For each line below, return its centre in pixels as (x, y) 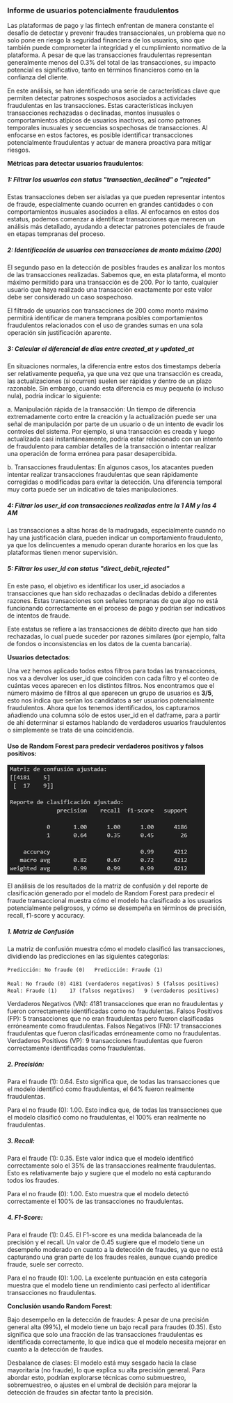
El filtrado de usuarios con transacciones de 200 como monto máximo (108, 311)
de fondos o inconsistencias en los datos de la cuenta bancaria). (100, 644)
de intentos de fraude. (39, 616)
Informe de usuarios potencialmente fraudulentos (93, 10)
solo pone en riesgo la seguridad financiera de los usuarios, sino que (106, 40)
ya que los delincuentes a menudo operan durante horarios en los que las (113, 545)
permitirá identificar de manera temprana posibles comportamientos (105, 318)
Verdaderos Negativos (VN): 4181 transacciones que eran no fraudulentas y (115, 1004)
